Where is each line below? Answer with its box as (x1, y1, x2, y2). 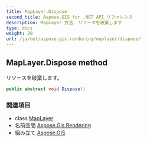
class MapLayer (14, 114, 54, 121)
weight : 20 (6, 31, 33, 37)
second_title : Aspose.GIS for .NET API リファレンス (6, 14, 133, 20)
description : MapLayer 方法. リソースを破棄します (6, 19, 122, 25)
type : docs (6, 25, 33, 31)
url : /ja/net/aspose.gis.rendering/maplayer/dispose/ (6, 36, 142, 42)
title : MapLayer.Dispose (6, 8, 67, 15)
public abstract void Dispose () (6, 86, 86, 92)
